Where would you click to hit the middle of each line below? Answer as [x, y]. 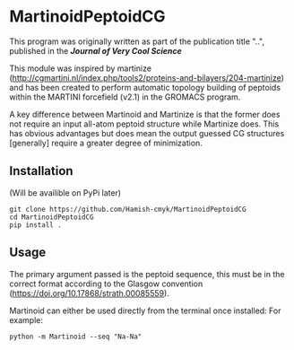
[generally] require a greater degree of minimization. [106, 143]
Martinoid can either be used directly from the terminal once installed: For [145, 311]
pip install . [36, 225]
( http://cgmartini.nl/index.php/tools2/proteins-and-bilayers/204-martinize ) [147, 77]
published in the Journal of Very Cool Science [95, 50]
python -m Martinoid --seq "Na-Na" [76, 337]
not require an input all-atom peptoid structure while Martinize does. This [144, 124]
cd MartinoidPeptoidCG [52, 217]
